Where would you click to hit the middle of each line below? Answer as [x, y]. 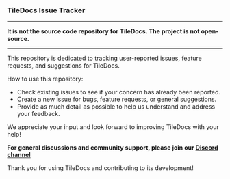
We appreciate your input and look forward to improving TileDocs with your [113, 127]
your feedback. [38, 114]
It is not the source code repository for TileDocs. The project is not [103, 31]
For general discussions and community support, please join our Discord [113, 148]
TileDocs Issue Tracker [46, 10]
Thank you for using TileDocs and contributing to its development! [100, 168]
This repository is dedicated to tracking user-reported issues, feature [104, 58]
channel [19, 155]
